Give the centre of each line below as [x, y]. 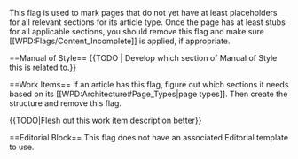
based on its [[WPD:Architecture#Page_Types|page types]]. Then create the [149, 94]
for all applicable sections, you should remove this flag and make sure [137, 31]
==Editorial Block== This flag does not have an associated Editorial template [149, 137]
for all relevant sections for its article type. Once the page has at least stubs [147, 22]
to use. [22, 147]
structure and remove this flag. [66, 103]
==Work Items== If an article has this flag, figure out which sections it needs [149, 84]
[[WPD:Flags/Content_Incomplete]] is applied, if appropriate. [120, 41]
